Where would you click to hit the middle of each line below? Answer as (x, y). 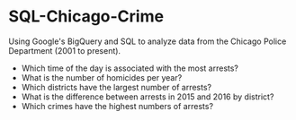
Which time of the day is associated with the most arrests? (130, 68)
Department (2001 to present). (65, 50)
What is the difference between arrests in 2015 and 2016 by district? (148, 97)
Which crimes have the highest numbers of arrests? (117, 106)
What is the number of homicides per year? (102, 77)
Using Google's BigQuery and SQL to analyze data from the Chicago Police (148, 41)
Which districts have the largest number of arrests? (117, 87)
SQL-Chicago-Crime (86, 17)
